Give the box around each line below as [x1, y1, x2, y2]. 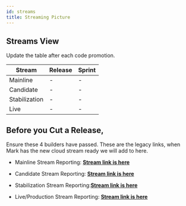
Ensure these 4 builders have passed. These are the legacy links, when [6, 141, 181, 148]
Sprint [78, 66, 96, 74]
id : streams [6, 8, 36, 15]
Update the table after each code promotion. [6, 52, 115, 59]
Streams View [6, 36, 59, 46]
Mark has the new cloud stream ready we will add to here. [6, 147, 149, 154]
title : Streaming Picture [6, 14, 70, 20]
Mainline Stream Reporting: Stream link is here [14, 159, 130, 166]
